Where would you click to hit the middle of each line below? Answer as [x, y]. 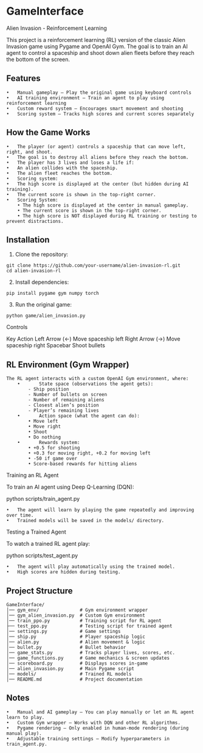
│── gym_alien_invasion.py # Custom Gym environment [76, 615]
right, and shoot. [29, 152]
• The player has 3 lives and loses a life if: [71, 163]
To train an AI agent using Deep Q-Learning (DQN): [70, 487]
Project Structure [40, 591]
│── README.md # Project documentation [74, 679]
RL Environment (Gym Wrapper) [68, 365]
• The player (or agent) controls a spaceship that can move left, [96, 147]
